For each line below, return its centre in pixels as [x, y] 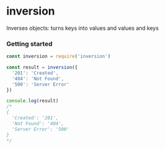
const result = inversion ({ [42, 68]
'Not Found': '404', [38, 123]
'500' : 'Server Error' [41, 84]
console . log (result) [33, 101]
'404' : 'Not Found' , [38, 78]
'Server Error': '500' [41, 129]
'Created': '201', [35, 118]
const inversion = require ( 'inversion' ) [59, 57]
